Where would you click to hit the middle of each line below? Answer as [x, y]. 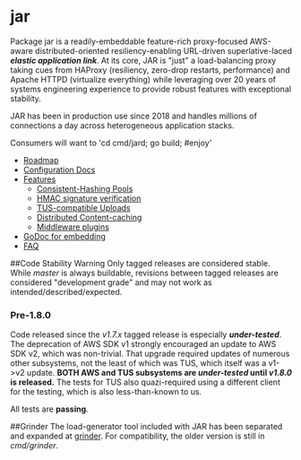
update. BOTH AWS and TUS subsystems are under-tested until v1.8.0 [159, 373]
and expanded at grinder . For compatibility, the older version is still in [138, 436]
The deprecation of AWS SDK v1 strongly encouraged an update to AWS [143, 344]
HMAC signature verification [89, 198]
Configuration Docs [59, 169]
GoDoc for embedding [64, 236]
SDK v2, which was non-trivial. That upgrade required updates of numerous [150, 354]
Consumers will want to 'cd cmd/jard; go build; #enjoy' [111, 143]
